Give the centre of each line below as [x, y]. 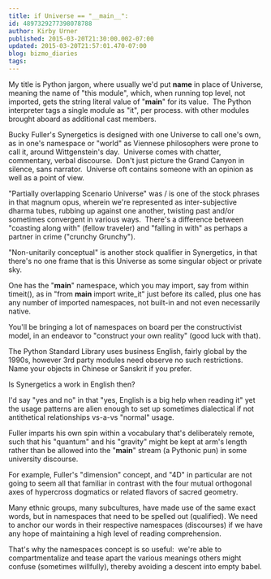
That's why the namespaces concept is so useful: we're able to [115, 549]
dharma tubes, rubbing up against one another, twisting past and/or [122, 210]
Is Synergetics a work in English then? [72, 384]
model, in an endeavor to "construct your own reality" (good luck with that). [135, 335]
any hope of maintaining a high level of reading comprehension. [115, 534]
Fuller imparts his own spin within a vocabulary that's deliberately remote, [132, 433]
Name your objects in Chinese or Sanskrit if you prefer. [100, 368]
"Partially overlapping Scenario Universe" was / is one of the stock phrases [134, 193]
